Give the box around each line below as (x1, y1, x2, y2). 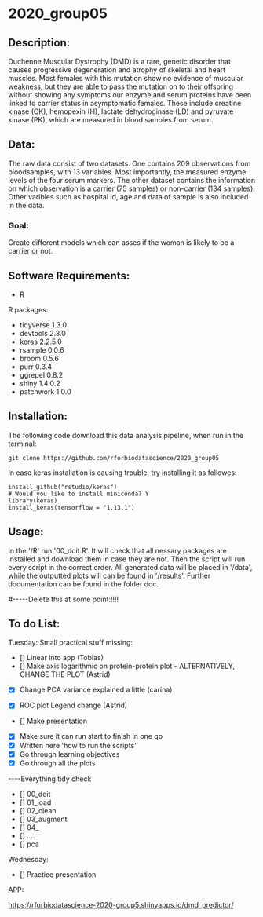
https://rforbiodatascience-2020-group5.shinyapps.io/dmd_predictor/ (8, 900, 234, 909)
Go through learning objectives (19, 749, 120, 758)
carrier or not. (8, 247, 53, 256)
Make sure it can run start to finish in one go (19, 732, 163, 741)
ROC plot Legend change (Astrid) (19, 700, 128, 711)
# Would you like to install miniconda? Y (8, 490, 149, 498)
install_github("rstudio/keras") (8, 483, 118, 491)
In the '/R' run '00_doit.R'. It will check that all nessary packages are (8, 546, 228, 555)
